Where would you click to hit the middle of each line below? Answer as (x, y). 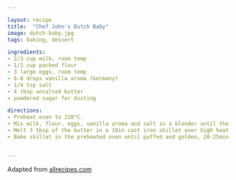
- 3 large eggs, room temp (47, 72)
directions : (25, 111)
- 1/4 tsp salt (30, 85)
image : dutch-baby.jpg (41, 33)
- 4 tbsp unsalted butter (45, 91)
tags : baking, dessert (41, 39)
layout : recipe (30, 20)
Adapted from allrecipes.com (49, 169)
